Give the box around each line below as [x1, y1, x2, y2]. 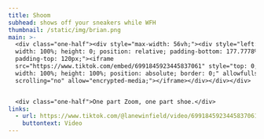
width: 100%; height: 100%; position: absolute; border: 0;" [15, 69, 220, 77]
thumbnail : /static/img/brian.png [8, 26, 122, 34]
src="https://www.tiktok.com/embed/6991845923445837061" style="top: [15, 62, 247, 70]
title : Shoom [8, 11, 51, 20]
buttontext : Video [22, 119, 82, 127]
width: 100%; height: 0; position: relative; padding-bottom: [15, 48, 223, 55]
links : [8, 105, 30, 113]
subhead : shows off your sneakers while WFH [8, 19, 156, 27]
